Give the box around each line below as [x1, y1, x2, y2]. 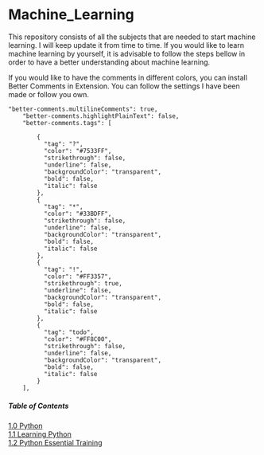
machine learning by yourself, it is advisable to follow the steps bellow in [8, 49, 246, 58]
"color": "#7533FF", [43, 147, 112, 155]
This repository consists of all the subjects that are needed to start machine [8, 32, 256, 41]
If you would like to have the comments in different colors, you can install [8, 73, 248, 82]
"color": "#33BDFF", [43, 210, 112, 218]
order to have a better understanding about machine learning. [8, 57, 211, 67]
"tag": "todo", [43, 328, 94, 336]
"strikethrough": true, [43, 279, 123, 288]
